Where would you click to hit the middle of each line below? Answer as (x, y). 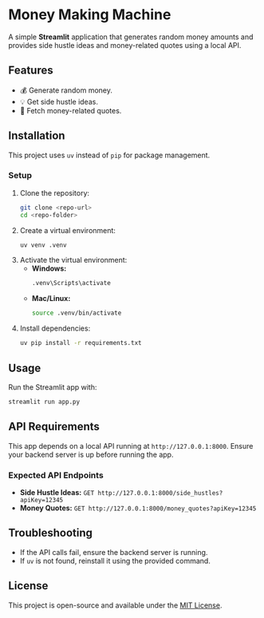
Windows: (49, 268)
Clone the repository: (55, 192)
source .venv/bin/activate (77, 313)
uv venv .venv (43, 245)
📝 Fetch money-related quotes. (71, 110)
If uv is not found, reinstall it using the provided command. (115, 561)
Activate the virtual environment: (73, 260)
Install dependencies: (55, 328)
